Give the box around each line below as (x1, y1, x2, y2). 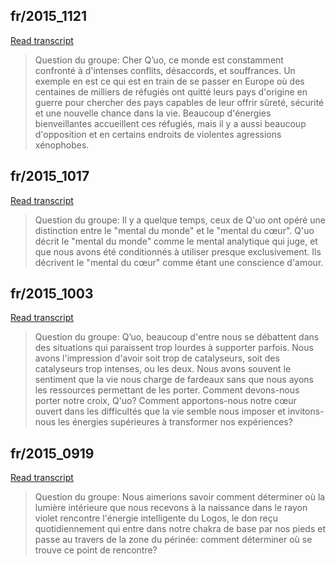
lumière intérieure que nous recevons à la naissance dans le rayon (34, 502, 308, 514)
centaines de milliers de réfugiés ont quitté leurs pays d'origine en (34, 85, 308, 98)
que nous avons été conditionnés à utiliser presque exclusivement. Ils (34, 245, 322, 258)
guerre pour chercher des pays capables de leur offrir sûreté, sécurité (34, 96, 325, 108)
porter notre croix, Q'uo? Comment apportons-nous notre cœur (34, 395, 297, 407)
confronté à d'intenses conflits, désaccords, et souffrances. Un (34, 64, 296, 76)
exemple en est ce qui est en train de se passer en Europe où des (34, 75, 305, 87)
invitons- (287, 405, 325, 418)
